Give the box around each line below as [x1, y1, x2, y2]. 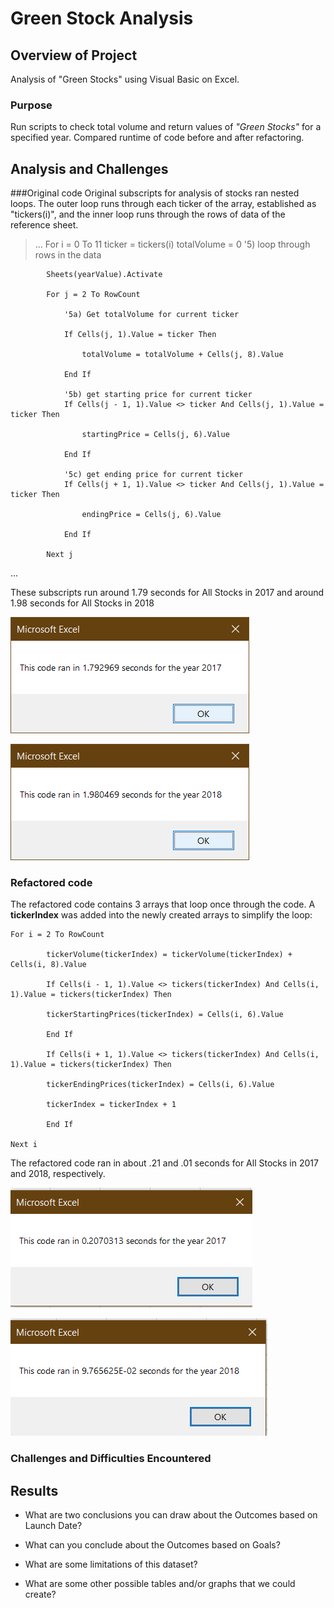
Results [10, 1482, 59, 1499]
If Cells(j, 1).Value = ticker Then [63, 330, 217, 340]
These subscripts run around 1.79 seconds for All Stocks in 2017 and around [10, 587, 325, 599]
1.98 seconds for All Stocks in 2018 [10, 597, 155, 609]
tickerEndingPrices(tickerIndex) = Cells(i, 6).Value [46, 1080, 275, 1090]
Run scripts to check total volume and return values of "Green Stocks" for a [10, 121, 322, 133]
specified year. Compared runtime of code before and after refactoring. [10, 132, 305, 144]
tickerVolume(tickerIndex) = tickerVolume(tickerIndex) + [46, 950, 293, 960]
